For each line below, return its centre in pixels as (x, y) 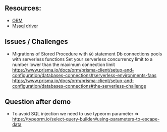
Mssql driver (25, 26)
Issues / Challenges (37, 42)
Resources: (23, 8)
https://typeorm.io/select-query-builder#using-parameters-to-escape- (86, 119)
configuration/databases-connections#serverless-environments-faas (84, 75)
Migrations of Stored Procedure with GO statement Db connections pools (87, 54)
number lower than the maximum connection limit (64, 64)
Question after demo (38, 102)
